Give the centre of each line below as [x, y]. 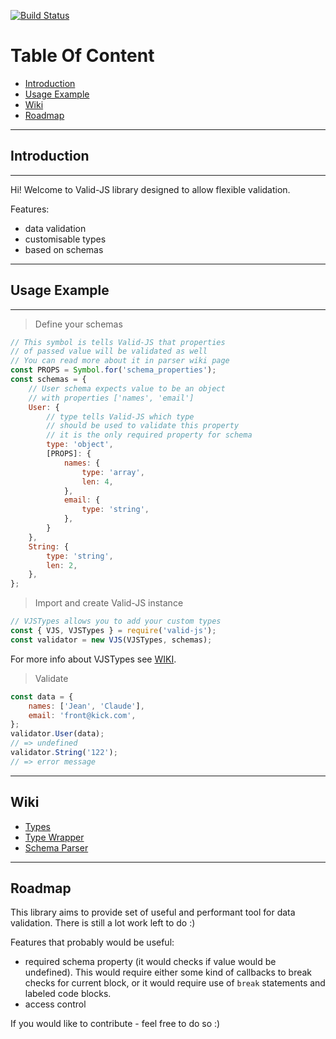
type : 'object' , [80, 445]
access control [55, 1004]
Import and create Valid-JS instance [109, 603]
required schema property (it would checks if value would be [150, 962]
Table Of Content [82, 56]
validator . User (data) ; [57, 734]
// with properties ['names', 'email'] [111, 398]
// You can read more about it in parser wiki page [120, 361]
